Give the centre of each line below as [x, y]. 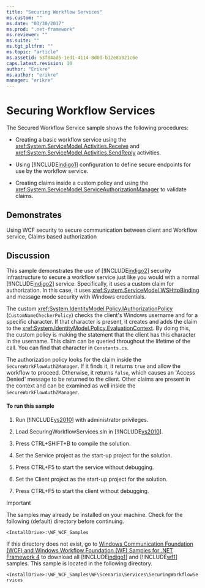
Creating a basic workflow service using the [71, 140]
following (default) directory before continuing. [65, 521]
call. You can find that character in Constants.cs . [68, 348]
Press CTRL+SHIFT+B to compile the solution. [73, 443]
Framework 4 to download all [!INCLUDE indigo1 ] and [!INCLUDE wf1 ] [92, 557]
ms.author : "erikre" [33, 75]
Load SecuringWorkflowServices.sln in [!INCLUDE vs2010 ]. [89, 431]
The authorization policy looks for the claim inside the [74, 359]
